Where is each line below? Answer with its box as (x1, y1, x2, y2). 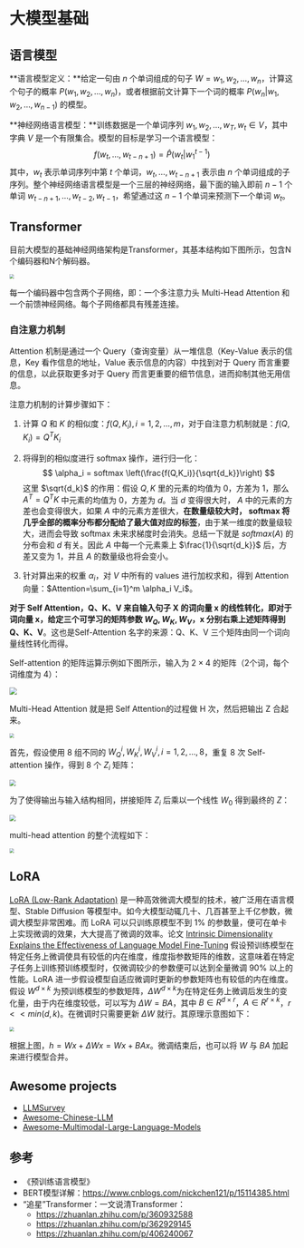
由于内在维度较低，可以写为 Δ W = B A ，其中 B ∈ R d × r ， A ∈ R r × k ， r (33, 995, 291, 1008)
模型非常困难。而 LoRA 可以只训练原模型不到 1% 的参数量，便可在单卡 (24, 917, 288, 928)
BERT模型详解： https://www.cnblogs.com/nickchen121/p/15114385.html (22, 1187, 290, 1198)
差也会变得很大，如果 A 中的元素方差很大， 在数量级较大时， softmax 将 (22, 505, 290, 517)
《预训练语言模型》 (22, 1175, 95, 1186)
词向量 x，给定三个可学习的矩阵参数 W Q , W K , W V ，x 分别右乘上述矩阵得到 (9, 614, 286, 627)
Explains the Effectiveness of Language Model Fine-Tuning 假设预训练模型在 (9, 940, 295, 951)
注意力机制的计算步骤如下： (9, 399, 113, 410)
